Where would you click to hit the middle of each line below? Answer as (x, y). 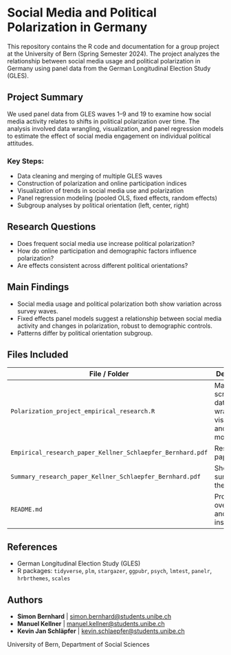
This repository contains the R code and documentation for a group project (113, 46)
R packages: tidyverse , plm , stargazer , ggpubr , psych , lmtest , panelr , (114, 571)
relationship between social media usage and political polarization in (104, 61)
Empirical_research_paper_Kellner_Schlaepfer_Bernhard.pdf (109, 453)
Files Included (38, 355)
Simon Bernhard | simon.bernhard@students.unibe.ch (94, 616)
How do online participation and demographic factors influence (107, 251)
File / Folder (109, 374)
